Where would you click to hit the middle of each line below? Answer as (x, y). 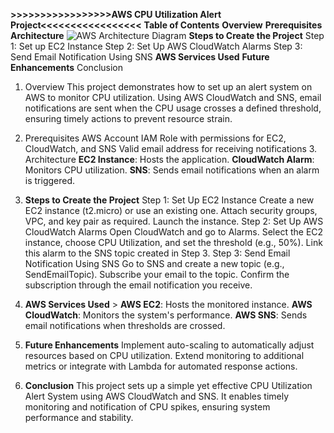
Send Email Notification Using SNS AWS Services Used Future (140, 57)
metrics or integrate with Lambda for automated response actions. (161, 366)
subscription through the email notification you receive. (138, 285)
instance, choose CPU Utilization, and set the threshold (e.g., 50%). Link (173, 242)
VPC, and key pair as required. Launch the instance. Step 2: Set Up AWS (174, 221)
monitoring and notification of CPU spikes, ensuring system (147, 407)
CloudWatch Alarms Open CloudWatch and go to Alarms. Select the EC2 (174, 232)
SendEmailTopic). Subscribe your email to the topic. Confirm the (157, 274)
